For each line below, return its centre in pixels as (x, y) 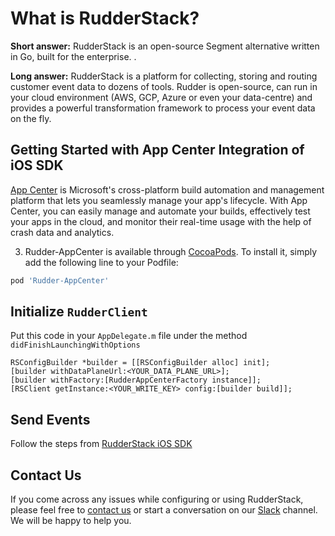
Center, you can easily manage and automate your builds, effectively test (160, 211)
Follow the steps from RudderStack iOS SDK (101, 444)
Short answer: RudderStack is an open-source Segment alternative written (165, 46)
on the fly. (31, 118)
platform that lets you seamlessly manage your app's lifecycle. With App (159, 200)
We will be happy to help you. (71, 521)
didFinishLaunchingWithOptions (75, 345)
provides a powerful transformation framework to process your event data (163, 108)
